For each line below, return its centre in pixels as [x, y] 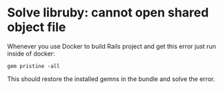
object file [37, 27]
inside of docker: [31, 54]
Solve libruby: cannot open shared [108, 13]
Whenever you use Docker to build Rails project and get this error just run [111, 46]
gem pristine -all [33, 66]
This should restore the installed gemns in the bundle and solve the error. [111, 79]
